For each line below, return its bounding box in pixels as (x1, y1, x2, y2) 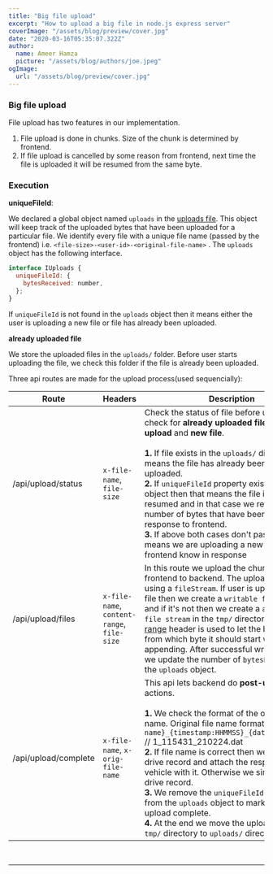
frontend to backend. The (144, 572, 242, 584)
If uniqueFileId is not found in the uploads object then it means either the (8, 309, 253, 319)
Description (208, 393, 255, 404)
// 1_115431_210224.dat (144, 736, 244, 747)
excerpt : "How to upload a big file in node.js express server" (8, 20, 231, 28)
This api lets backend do (144, 676, 238, 688)
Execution (8, 180, 50, 191)
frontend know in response (144, 549, 248, 560)
